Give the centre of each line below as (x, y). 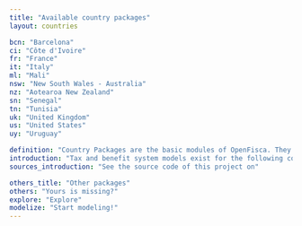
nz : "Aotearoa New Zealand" (62, 92)
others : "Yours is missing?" (64, 191)
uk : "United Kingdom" (50, 117)
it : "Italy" (31, 67)
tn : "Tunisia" (36, 109)
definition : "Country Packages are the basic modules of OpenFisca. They (151, 150)
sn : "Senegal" (36, 100)
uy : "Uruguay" (36, 134)
